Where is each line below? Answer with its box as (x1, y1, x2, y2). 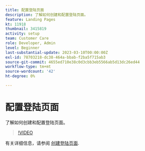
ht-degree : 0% (5, 74, 36, 79)
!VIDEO (17, 129, 33, 135)
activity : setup (5, 31, 40, 36)
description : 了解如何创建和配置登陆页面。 (5, 12, 88, 17)
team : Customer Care (5, 36, 49, 41)
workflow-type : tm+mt (5, 64, 51, 69)
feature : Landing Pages (5, 17, 56, 22)
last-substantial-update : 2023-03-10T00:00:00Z (5, 50, 108, 55)
